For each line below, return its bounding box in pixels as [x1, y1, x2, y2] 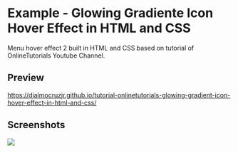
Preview [7, 72, 45, 84]
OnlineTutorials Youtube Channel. [7, 51, 105, 60]
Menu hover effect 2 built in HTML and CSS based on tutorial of [7, 43, 195, 52]
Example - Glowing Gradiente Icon [7, 5, 214, 21]
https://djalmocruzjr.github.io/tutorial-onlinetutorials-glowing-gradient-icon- [7, 90, 231, 99]
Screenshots [7, 119, 66, 131]
